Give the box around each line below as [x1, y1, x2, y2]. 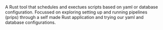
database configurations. [5, 19, 56, 25]
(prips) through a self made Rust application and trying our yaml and [5, 15, 144, 20]
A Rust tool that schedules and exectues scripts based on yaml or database [5, 4, 159, 10]
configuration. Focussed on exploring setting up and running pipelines [5, 9, 148, 15]
